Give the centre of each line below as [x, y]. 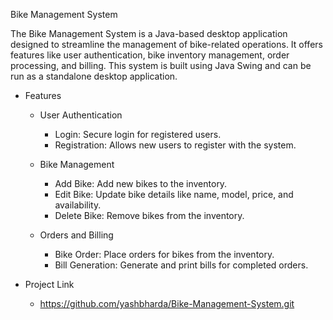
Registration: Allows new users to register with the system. [175, 145]
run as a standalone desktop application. [94, 76]
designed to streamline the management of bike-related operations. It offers [166, 44]
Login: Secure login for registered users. [138, 134]
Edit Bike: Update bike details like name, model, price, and [174, 194]
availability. [78, 205]
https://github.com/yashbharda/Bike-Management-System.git [167, 303]
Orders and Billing [76, 235]
